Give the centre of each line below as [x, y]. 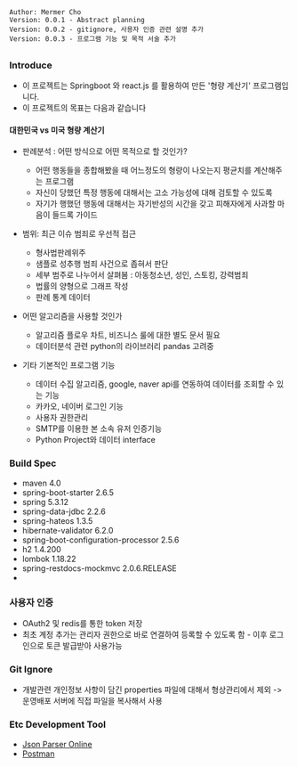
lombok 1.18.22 [49, 559]
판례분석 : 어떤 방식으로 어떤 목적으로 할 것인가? [105, 151]
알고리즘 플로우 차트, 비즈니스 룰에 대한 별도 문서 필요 [128, 335]
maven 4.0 [41, 483]
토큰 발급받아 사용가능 [84, 645]
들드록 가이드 [75, 215]
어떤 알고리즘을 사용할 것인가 [72, 316]
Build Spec [33, 463]
